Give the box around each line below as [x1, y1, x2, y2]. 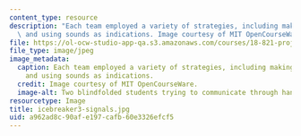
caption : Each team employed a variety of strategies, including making [17, 64, 295, 72]
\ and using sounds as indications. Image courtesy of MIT [17, 30, 243, 38]
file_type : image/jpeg [9, 47, 94, 55]
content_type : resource [9, 13, 99, 22]
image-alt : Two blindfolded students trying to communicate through [17, 88, 279, 97]
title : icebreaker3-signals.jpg [9, 105, 130, 114]
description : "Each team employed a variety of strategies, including [9, 21, 279, 30]
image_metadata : [9, 55, 70, 64]
